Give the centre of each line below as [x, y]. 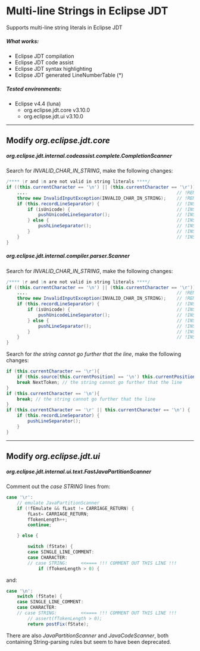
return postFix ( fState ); [58, 624]
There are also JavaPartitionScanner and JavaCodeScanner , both [87, 636]
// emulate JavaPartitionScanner [58, 503]
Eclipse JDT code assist [44, 62]
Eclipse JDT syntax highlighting [53, 68]
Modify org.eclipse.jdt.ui [53, 456]
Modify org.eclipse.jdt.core [58, 141]
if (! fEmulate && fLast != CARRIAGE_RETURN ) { [76, 508]
